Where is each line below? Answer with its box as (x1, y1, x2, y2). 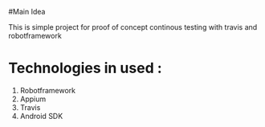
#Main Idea (8, 7, 46, 16)
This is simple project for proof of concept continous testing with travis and (8, 23, 258, 31)
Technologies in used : (8, 59, 162, 77)
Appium (19, 94, 47, 104)
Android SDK (19, 111, 63, 121)
